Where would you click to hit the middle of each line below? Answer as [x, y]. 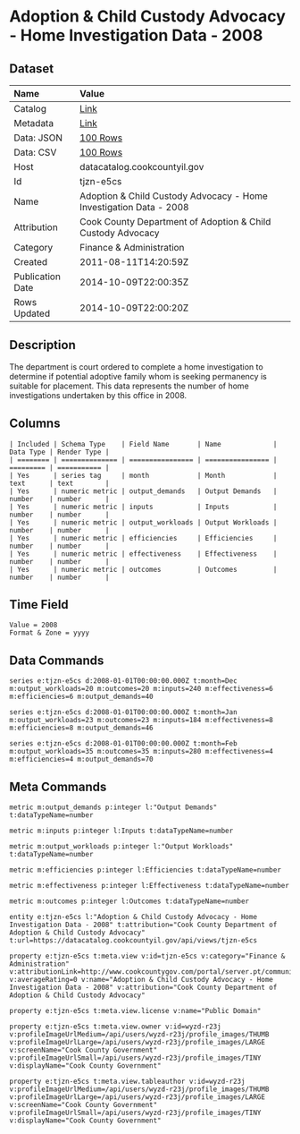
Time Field [39, 605]
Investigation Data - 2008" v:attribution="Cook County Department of [143, 988]
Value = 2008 [33, 625]
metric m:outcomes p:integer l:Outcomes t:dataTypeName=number [129, 901]
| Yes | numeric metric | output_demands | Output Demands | [143, 491]
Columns [35, 424]
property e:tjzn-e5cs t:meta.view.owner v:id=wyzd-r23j [115, 1027]
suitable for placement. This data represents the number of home [129, 386]
